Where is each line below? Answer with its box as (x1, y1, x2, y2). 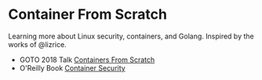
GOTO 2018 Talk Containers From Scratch (19, 55, 155, 64)
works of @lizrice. (8, 39, 67, 49)
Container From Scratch (8, 5, 167, 24)
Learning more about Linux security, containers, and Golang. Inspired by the (8, 31, 254, 41)
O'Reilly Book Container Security (19, 63, 126, 72)
